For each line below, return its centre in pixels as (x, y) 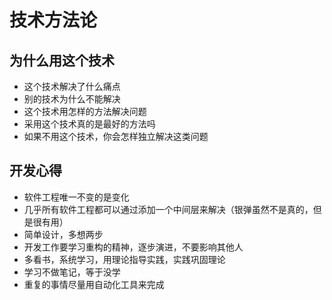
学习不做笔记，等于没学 (72, 272)
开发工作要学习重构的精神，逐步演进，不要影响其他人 (133, 247)
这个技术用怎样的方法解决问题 (85, 111)
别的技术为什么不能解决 (72, 99)
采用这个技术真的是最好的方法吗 (89, 124)
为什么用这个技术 (62, 60)
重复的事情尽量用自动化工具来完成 (94, 284)
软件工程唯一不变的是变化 (76, 197)
